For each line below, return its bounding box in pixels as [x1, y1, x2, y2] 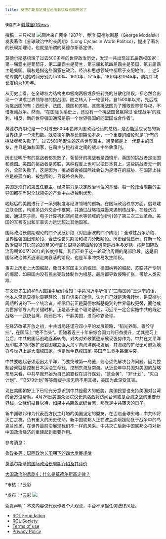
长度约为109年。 [5, 80, 39, 86]
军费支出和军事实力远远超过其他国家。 [13, 219, 92, 225]
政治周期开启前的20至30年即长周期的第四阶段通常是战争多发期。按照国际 [5, 242, 155, 248]
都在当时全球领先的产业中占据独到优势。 [13, 190, 96, 196]
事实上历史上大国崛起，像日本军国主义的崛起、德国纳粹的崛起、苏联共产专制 [5, 265, 161, 270]
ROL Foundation [12, 512, 45, 518]
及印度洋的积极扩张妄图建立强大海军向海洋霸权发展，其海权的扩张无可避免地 [5, 341, 161, 347]
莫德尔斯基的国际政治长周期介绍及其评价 [5, 460, 87, 466]
